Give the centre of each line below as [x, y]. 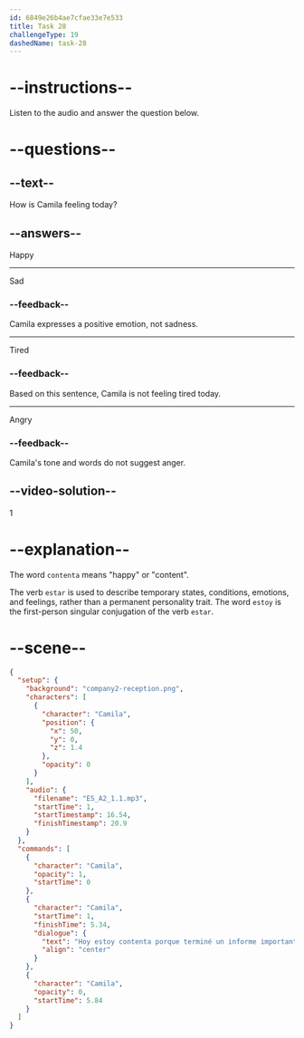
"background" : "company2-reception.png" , [104, 689]
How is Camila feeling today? [63, 205]
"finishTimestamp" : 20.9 [80, 824]
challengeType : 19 [44, 34]
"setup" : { [38, 680]
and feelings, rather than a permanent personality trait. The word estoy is [146, 601]
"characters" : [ [57, 697]
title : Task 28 [38, 26]
